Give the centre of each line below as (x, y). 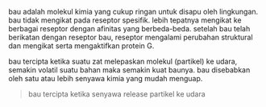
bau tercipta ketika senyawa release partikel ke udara (116, 94)
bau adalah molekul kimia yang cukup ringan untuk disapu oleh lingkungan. (133, 12)
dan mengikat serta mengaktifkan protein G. (81, 46)
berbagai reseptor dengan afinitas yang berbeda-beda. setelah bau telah (129, 29)
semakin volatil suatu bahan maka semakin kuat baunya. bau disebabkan (129, 70)
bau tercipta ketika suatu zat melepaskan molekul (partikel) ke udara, (123, 61)
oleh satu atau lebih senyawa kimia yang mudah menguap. (106, 78)
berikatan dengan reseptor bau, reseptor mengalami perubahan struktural (131, 37)
